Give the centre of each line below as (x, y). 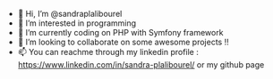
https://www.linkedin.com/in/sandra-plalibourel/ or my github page (141, 65)
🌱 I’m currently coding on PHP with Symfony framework (120, 32)
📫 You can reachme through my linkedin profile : (108, 52)
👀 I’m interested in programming (77, 23)
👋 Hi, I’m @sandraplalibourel (70, 14)
